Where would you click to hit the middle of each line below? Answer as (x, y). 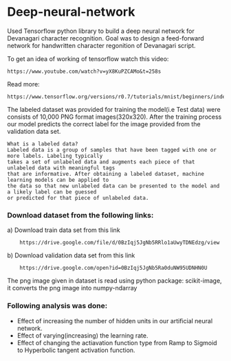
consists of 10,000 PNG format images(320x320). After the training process (114, 117)
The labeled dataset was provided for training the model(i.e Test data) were (114, 109)
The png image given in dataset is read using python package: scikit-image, (114, 281)
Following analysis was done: (57, 306)
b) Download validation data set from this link (71, 255)
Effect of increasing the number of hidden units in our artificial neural (115, 321)
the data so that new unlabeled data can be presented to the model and (113, 186)
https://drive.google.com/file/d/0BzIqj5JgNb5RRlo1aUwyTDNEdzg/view (120, 243)
